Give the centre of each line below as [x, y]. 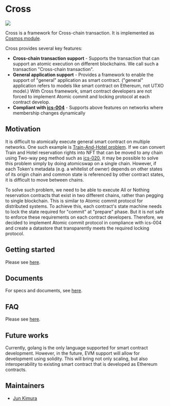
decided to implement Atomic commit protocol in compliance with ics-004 [83, 222]
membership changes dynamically [49, 113]
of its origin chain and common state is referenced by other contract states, [85, 174]
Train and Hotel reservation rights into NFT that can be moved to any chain [84, 152]
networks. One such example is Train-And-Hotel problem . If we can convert [85, 147]
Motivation [23, 129]
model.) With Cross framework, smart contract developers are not [82, 91]
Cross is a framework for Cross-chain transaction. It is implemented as [80, 33]
